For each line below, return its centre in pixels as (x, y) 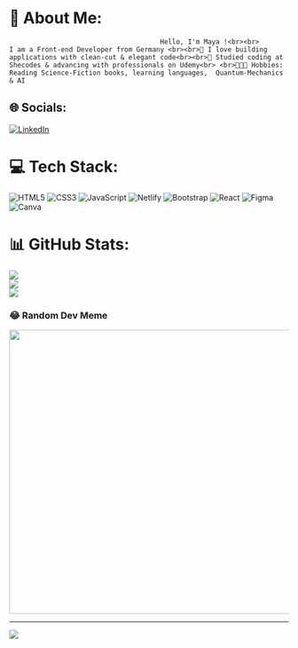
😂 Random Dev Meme (59, 315)
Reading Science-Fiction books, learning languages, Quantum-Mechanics (146, 73)
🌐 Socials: (38, 108)
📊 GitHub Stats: (70, 244)
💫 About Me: (56, 18)
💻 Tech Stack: (64, 166)
